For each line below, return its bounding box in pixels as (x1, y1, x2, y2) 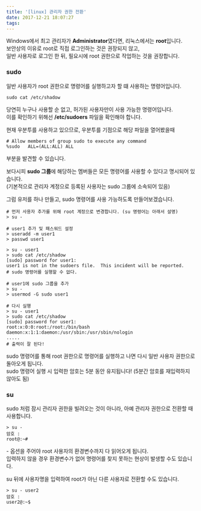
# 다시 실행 (6, 303, 31, 309)
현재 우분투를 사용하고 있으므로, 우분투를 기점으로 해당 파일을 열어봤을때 (6, 126, 175, 133)
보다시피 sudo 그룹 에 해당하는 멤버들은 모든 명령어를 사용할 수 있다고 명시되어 (6, 167, 189, 175)
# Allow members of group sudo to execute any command (6, 138, 147, 144)
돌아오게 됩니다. (6, 360, 44, 367)
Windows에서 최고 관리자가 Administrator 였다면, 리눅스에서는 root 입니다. (6, 37, 182, 45)
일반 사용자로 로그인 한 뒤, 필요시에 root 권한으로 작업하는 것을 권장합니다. (6, 52, 180, 60)
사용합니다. (6, 412, 32, 419)
